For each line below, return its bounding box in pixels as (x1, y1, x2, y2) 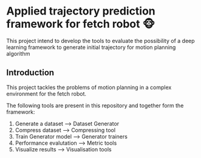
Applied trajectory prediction (6, 4, 156, 18)
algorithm (6, 50, 30, 57)
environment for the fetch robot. (6, 90, 87, 97)
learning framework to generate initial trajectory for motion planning (6, 44, 176, 51)
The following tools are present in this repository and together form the (6, 102, 184, 109)
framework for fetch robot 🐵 (6, 17, 155, 31)
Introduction (6, 68, 55, 78)
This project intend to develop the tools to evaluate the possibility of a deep (6, 37, 196, 44)
